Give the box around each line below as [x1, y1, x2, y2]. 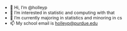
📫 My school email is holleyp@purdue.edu [9, 20, 98, 26]
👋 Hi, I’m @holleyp [9, 5, 48, 10]
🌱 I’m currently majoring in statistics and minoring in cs [9, 15, 123, 20]
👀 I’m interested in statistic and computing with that [9, 10, 115, 15]
